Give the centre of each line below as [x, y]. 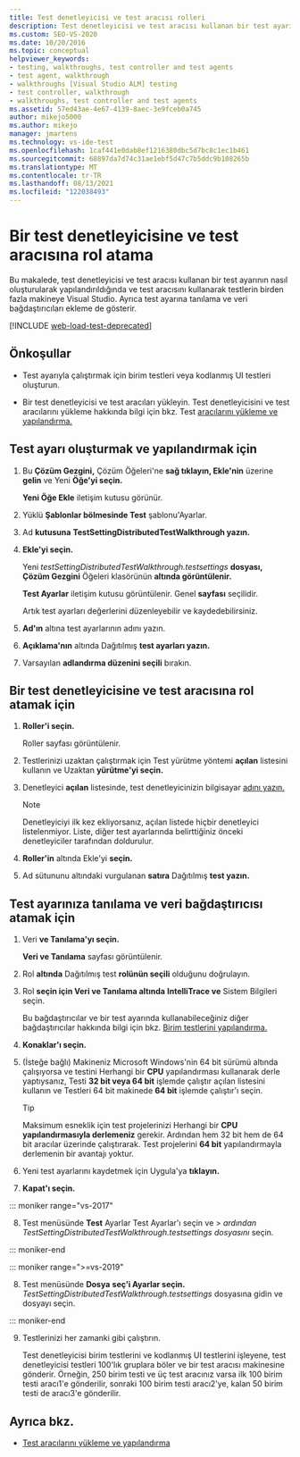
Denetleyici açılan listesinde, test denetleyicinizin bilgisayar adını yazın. [154, 788]
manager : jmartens [43, 134]
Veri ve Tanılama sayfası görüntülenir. [92, 957]
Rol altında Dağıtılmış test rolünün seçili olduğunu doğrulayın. [136, 974]
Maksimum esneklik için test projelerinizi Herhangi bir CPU [130, 1126]
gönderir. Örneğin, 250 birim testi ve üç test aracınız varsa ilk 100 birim [152, 1374]
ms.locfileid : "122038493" [59, 192]
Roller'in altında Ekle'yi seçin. [77, 858]
